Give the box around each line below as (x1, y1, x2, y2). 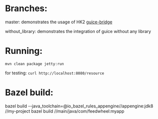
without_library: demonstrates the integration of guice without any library (5, 28, 152, 34)
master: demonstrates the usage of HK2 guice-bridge (5, 19, 113, 25)
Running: (5, 46, 43, 56)
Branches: (5, 3, 48, 14)
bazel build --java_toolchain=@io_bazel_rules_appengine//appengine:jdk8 (5, 103, 154, 109)
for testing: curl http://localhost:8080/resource (5, 70, 105, 76)
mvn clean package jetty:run (5, 61, 64, 66)
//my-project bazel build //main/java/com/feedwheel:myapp (5, 108, 125, 114)
